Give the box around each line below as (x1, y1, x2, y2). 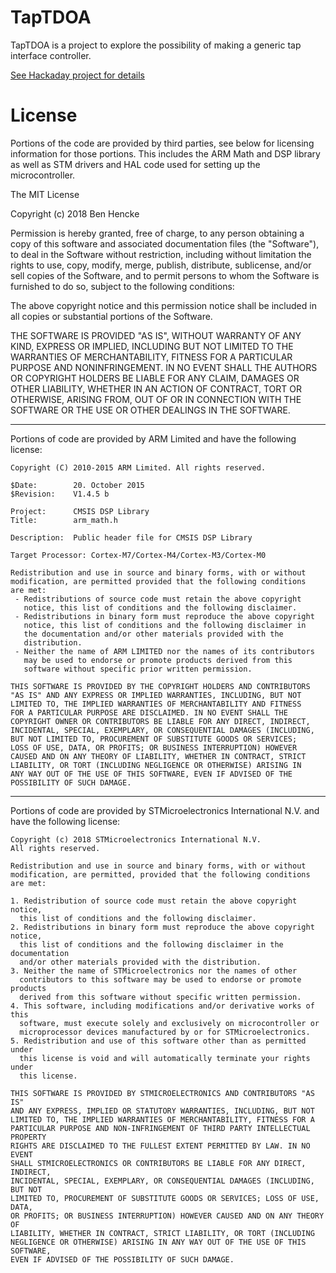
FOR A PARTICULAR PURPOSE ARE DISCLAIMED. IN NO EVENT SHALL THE (10, 707, 288, 718)
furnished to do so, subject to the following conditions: (10, 280, 235, 292)
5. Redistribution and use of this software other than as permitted (10, 1036, 307, 1046)
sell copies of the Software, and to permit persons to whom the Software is (10, 269, 320, 281)
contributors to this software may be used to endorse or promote (19, 974, 302, 985)
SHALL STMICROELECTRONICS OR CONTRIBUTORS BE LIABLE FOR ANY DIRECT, (10, 1158, 307, 1168)
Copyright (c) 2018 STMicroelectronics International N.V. (10, 834, 262, 845)
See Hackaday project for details (10, 69, 145, 81)
